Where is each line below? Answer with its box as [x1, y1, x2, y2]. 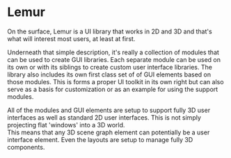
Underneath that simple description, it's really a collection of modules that [7, 48, 219, 56]
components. [7, 143, 45, 151]
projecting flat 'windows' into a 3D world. [7, 120, 125, 129]
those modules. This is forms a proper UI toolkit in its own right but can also [7, 77, 224, 86]
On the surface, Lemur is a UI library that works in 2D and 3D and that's [7, 27, 212, 35]
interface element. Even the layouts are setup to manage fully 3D [7, 135, 193, 143]
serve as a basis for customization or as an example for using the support [7, 85, 218, 93]
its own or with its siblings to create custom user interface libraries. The [7, 63, 212, 71]
